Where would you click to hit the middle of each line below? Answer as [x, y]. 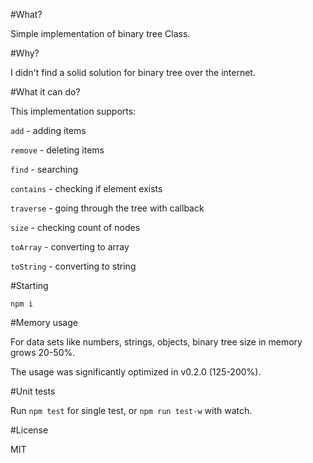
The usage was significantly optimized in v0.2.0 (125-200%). [136, 372]
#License [29, 430]
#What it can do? [45, 92]
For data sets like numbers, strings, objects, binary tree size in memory [156, 342]
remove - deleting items [57, 150]
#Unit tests [33, 391]
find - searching [44, 169]
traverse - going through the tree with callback [107, 208]
